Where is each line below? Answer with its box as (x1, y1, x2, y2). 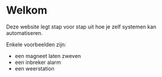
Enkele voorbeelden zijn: (6, 41, 66, 48)
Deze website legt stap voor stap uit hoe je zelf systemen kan (6, 23, 157, 30)
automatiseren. (6, 29, 43, 36)
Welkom (6, 4, 47, 17)
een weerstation (14, 65, 55, 72)
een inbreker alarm (14, 59, 61, 66)
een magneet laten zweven (14, 52, 81, 59)
